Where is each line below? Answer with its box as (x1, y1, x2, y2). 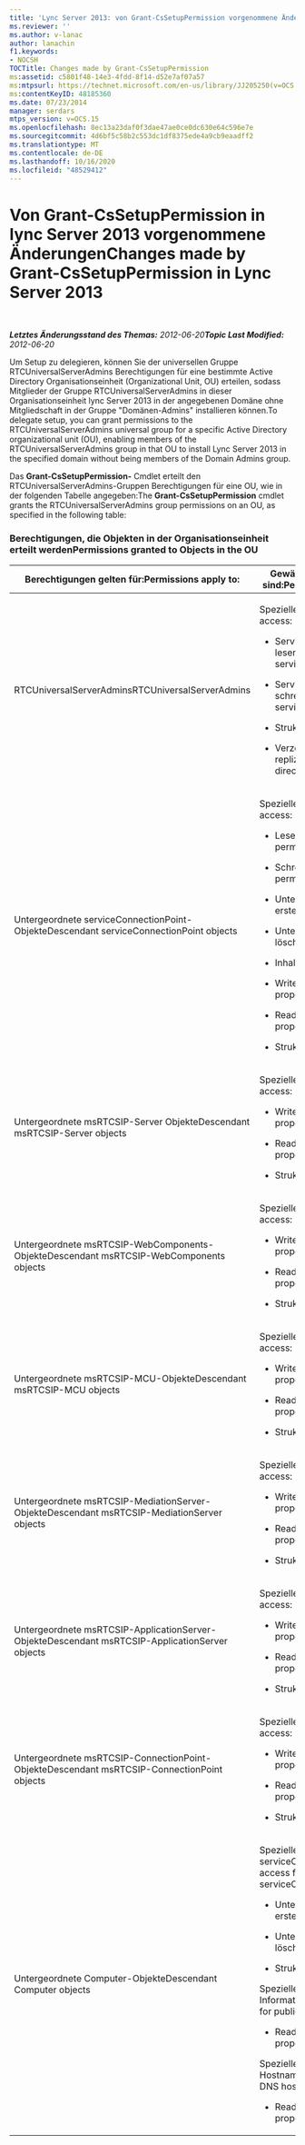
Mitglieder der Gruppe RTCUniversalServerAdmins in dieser (9, 385, 232, 396)
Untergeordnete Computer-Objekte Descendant (14, 1971, 218, 1984)
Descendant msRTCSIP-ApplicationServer (46, 1634, 229, 1647)
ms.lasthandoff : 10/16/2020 (9, 156, 116, 166)
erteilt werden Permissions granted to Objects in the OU (9, 544, 259, 556)
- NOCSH (9, 55, 39, 65)
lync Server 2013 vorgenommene (9, 224, 266, 244)
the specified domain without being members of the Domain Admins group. (9, 454, 291, 464)
